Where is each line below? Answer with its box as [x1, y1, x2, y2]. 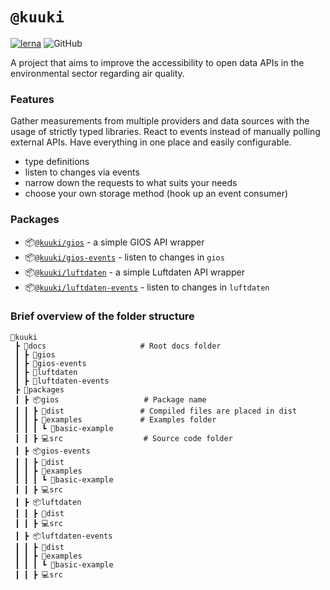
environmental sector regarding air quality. [10, 67, 185, 79]
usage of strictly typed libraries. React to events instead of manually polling [10, 126, 321, 138]
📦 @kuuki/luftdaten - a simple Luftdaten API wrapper [24, 266, 246, 278]
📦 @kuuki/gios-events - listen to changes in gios [24, 251, 225, 263]
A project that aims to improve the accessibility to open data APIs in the [10, 56, 305, 68]
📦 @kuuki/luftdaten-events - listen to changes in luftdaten [24, 281, 270, 293]
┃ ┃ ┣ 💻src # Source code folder [14, 433, 233, 443]
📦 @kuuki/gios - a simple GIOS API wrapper [24, 236, 205, 248]
